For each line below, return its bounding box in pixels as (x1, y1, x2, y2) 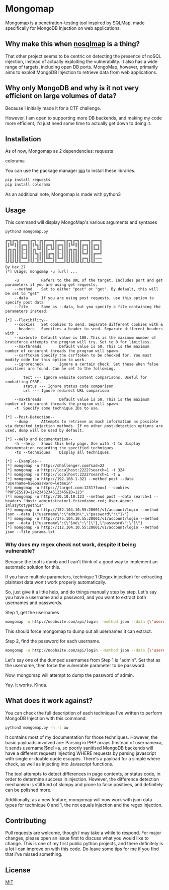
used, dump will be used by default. (5, 428, 84, 433)
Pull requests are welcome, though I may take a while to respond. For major (5, 830, 161, 836)
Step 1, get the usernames (5, 610, 59, 616)
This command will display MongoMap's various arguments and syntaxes (5, 219, 157, 225)
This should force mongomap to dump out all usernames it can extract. (5, 628, 152, 634)
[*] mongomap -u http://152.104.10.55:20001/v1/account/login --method (5, 507, 158, 512)
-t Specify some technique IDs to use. (14, 405, 100, 411)
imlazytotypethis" (5, 503, 44, 508)
